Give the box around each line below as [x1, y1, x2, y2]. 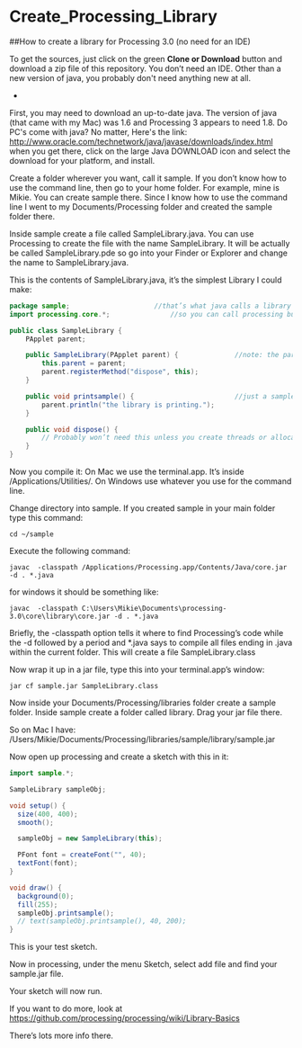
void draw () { [9, 883, 63, 892]
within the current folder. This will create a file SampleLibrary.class [9, 647, 256, 658]
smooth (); [17, 818, 54, 827]
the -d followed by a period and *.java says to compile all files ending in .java [9, 637, 293, 649]
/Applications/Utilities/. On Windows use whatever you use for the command [9, 476, 292, 487]
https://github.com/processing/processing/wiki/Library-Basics [9, 1013, 240, 1024]
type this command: [9, 513, 84, 524]
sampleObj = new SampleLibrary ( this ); [17, 834, 164, 843]
